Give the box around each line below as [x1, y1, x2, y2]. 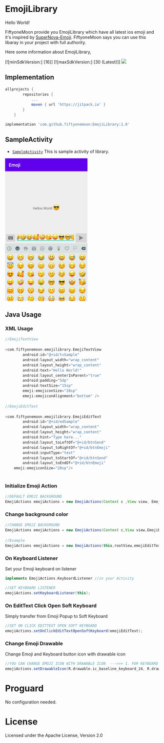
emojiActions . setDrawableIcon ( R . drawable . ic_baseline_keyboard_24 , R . [5, 666, 152, 671]
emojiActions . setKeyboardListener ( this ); [5, 590, 91, 595]
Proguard [5, 683, 44, 694]
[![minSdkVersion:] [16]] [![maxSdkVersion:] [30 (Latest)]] [5, 59, 121, 65]
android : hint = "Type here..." [22, 435, 82, 440]
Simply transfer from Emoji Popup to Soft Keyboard [5, 613, 108, 619]
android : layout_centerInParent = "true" [22, 373, 102, 378]
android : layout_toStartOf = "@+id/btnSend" [22, 456, 108, 460]
